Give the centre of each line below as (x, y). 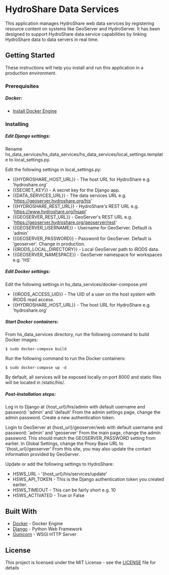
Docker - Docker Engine (38, 524)
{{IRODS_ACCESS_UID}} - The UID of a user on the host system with (84, 294)
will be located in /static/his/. (35, 383)
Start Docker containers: (32, 322)
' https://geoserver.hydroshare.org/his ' (52, 200)
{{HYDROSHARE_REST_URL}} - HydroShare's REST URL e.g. (76, 206)
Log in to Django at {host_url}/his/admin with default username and (75, 407)
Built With (21, 511)
